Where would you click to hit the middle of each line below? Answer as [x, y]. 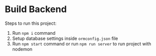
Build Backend [36, 9]
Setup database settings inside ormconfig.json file [65, 38]
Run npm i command [34, 33]
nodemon [22, 49]
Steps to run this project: [31, 23]
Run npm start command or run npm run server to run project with [82, 43]
